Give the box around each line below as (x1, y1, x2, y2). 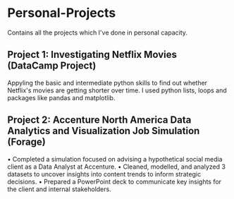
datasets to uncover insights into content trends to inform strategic (7, 169, 202, 178)
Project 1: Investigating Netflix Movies (7, 49, 178, 61)
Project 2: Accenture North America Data (7, 114, 192, 126)
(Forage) (7, 136, 46, 148)
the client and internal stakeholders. (7, 185, 111, 193)
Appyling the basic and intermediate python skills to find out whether (7, 78, 208, 87)
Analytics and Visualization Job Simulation (7, 125, 200, 137)
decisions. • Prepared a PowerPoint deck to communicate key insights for (7, 177, 222, 186)
